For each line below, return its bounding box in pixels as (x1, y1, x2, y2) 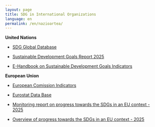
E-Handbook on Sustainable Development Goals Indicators (12, 63, 133, 69)
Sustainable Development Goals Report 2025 (12, 54, 104, 60)
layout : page (5, 7, 32, 12)
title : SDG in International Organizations (5, 12, 97, 17)
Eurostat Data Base (12, 92, 52, 98)
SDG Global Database (12, 44, 57, 50)
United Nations (5, 35, 37, 41)
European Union (5, 73, 39, 79)
